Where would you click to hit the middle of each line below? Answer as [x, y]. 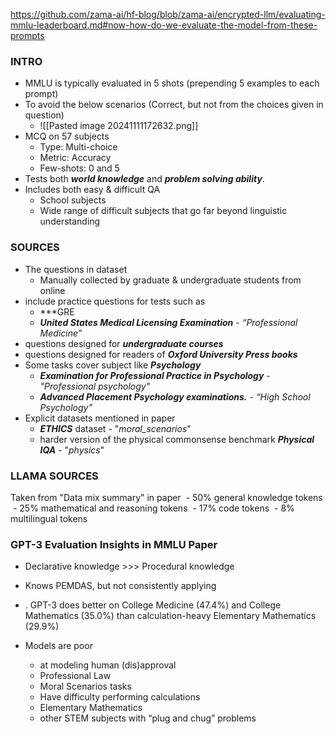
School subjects [73, 200]
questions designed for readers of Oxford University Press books [161, 354]
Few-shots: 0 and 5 [79, 168]
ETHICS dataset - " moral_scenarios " [115, 428]
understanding [70, 221]
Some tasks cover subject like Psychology [113, 365]
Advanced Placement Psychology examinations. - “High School [175, 396]
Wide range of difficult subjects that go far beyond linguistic [163, 211]
